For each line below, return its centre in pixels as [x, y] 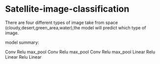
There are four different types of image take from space [62, 22]
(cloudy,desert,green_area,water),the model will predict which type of [76, 27]
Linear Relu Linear [23, 57]
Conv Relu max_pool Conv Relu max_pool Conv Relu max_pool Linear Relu [80, 52]
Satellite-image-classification [67, 9]
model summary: [22, 42]
